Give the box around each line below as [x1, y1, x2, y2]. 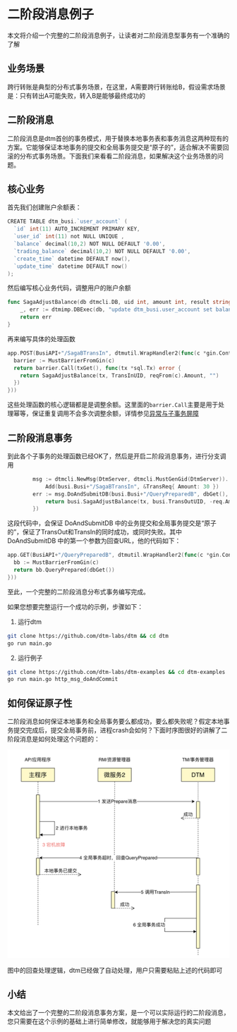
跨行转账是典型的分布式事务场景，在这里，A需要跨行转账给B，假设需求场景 [7, 82, 226, 91]
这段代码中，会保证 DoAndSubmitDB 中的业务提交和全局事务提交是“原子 [7, 519, 217, 527]
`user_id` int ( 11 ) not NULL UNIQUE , [13, 233, 125, 240]
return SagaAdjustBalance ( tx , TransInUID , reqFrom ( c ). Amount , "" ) [20, 371, 219, 379]
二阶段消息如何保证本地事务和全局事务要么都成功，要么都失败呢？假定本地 [7, 717, 224, 726]
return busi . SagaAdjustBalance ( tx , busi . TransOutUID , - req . [44, 498, 226, 505]
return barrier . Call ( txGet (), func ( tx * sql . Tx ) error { [13, 364, 181, 371]
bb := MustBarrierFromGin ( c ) [13, 559, 99, 566]
